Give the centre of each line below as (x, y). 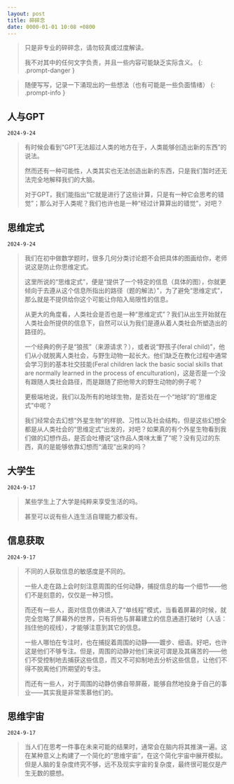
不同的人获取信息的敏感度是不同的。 (77, 571)
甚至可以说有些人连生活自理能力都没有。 (83, 516)
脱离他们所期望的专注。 (71, 668)
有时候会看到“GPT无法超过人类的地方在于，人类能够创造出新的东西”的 (125, 147)
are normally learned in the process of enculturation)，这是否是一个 (122, 373)
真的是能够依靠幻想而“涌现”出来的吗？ (92, 447)
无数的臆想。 (49, 773)
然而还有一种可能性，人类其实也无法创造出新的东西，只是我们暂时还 (123, 171)
